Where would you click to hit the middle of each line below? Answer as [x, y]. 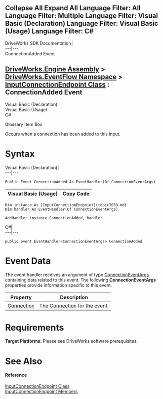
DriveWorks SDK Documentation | [40, 43]
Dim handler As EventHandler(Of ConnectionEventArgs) [62, 209]
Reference [16, 375]
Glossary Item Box [24, 124]
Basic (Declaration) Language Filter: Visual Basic [82, 23]
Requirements [35, 327]
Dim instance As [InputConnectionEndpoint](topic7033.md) [66, 205]
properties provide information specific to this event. [59, 285]
